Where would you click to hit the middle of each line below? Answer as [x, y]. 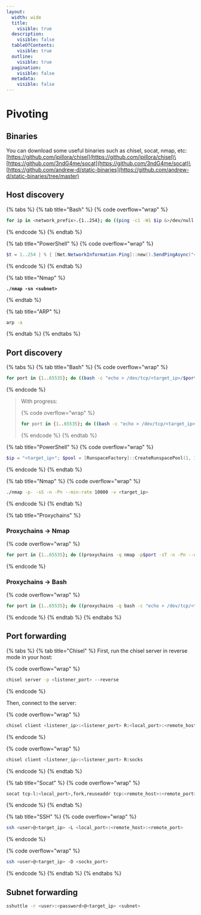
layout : [16, 12]
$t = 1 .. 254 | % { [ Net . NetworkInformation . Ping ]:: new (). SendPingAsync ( [99, 255]
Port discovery [34, 353]
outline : [22, 56]
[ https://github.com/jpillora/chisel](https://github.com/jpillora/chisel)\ [91, 157]
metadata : [24, 79]
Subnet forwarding [42, 892]
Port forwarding [36, 636]
